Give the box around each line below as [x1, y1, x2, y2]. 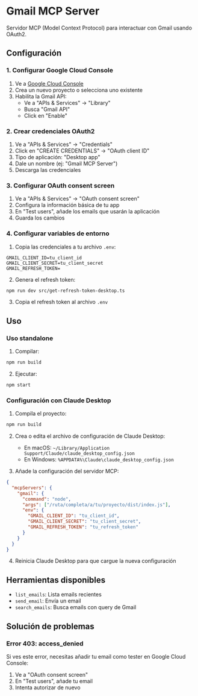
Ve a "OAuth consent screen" [14, 671, 88, 678]
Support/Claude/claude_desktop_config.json [23, 451, 135, 457]
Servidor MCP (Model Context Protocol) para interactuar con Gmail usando [6, 24, 193, 31]
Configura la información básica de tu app [14, 201, 120, 209]
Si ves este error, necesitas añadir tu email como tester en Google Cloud [6, 653, 186, 660]
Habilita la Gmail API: [14, 92, 67, 100]
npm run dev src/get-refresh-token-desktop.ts [6, 288, 125, 294]
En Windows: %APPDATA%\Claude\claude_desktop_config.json [23, 456, 175, 463]
